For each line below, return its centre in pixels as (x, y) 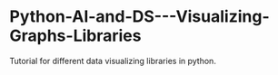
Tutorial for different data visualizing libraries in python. (113, 61)
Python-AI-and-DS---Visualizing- (139, 17)
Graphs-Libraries (75, 36)
